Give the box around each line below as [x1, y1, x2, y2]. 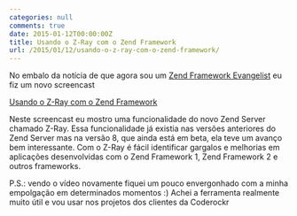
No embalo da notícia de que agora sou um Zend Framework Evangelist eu [9, 70, 282, 81]
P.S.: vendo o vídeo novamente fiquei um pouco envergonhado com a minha [9, 178, 289, 189]
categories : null [9, 12, 74, 22]
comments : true [9, 21, 66, 30]
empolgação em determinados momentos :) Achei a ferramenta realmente [9, 188, 280, 198]
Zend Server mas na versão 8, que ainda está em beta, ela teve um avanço [9, 133, 283, 143]
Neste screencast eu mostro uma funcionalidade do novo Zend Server [9, 114, 266, 125]
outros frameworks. [9, 161, 82, 172]
